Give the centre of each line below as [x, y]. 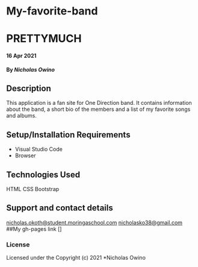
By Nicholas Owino [31, 69]
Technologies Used [43, 174]
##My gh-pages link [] [34, 229]
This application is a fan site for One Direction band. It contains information [99, 103]
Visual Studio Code [39, 149]
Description [29, 88]
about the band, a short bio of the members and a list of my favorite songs [98, 109]
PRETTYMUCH [44, 39]
